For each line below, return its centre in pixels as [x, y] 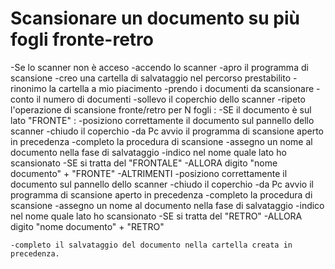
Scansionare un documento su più [155, 18]
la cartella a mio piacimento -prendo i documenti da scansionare [181, 88]
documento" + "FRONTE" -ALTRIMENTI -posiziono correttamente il [149, 173]
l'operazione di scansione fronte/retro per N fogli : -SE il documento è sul [161, 109]
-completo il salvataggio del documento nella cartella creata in [151, 245]
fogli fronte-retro [82, 39]
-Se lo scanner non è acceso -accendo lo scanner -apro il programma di [159, 67]
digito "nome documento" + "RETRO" [87, 226]
